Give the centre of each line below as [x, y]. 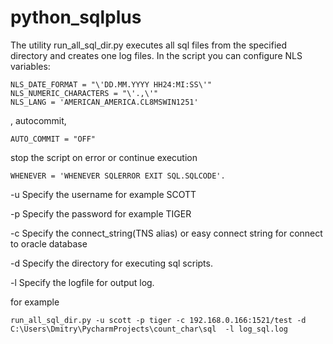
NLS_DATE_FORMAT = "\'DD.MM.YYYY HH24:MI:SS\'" [111, 84]
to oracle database [49, 243]
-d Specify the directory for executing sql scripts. [111, 263]
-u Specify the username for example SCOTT [103, 194]
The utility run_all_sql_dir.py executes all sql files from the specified [149, 45]
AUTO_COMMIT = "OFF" [53, 139]
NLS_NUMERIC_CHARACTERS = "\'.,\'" [84, 93]
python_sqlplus [76, 17]
